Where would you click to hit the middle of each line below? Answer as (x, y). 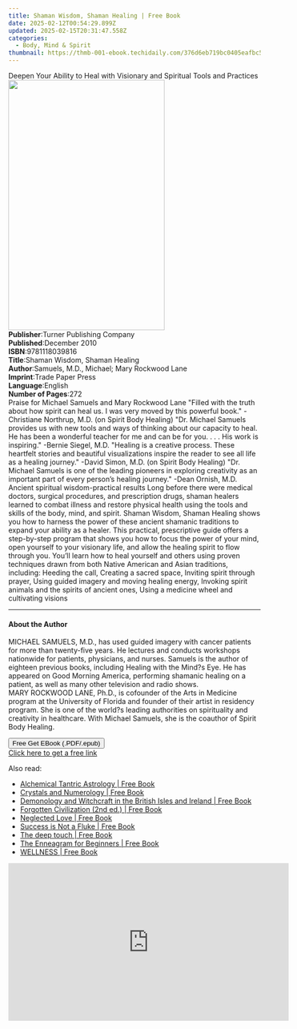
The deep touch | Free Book (66, 835)
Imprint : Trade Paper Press (52, 377)
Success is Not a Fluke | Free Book (77, 826)
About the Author (38, 624)
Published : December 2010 (53, 343)
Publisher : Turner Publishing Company (72, 334)
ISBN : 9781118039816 (43, 352)
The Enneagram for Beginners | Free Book (89, 844)
